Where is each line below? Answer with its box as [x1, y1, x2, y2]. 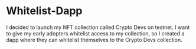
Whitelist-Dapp [6, 4, 83, 18]
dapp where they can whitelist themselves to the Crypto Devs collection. [6, 36, 182, 43]
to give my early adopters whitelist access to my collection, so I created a [6, 30, 185, 37]
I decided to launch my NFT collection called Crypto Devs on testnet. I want [6, 24, 190, 31]
